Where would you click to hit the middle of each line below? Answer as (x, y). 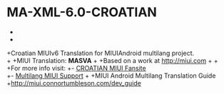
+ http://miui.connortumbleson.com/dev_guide (74, 83)
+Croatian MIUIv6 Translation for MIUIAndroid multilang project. (101, 53)
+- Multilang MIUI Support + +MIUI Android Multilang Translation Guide (111, 76)
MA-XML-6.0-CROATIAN (82, 12)
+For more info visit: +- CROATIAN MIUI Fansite (77, 68)
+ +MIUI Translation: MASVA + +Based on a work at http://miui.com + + (112, 60)
